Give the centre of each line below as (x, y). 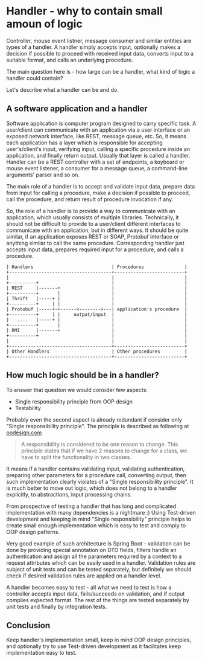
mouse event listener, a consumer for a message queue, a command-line (97, 168)
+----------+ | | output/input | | (97, 314)
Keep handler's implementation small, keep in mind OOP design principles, (99, 640)
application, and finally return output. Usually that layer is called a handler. (98, 155)
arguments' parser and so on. (43, 175)
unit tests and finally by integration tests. (57, 606)
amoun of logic (44, 24)
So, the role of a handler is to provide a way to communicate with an (91, 211)
